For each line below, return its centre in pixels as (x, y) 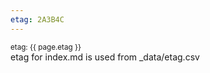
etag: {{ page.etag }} (46, 47)
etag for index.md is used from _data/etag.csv (105, 57)
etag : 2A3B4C (37, 19)
